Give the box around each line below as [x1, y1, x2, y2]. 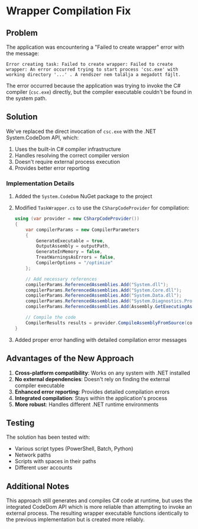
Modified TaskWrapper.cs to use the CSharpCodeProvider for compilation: [14, 204, 190, 211]
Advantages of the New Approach [6, 353, 134, 363]
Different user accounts [14, 464, 73, 471]
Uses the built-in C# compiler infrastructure [14, 145, 121, 153]
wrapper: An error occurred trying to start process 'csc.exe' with [6, 66, 178, 72]
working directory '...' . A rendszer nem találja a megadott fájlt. [6, 72, 181, 78]
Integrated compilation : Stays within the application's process [14, 394, 167, 401]
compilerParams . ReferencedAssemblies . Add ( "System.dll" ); [25, 281, 169, 287]
